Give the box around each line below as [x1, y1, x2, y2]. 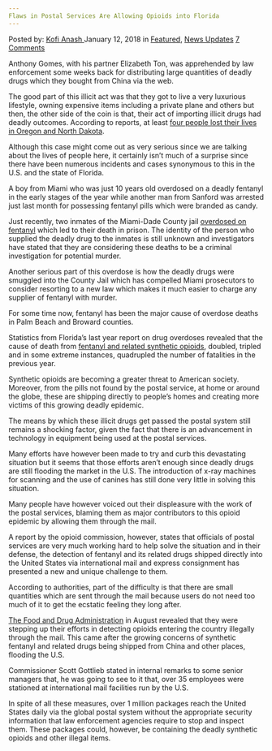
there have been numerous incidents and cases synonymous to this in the [8, 159, 256, 169]
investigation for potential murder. [8, 251, 122, 261]
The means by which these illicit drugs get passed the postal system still [8, 416, 251, 425]
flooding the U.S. [8, 650, 65, 659]
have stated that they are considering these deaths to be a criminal [8, 242, 232, 252]
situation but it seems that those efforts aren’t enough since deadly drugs [8, 457, 254, 467]
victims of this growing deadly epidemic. [8, 399, 145, 410]
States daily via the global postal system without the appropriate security [8, 707, 253, 717]
